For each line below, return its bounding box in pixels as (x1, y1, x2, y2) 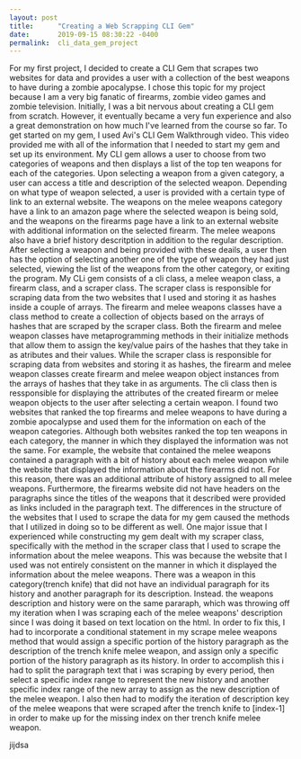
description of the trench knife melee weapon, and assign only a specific (9, 646, 279, 656)
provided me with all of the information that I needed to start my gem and (9, 139, 280, 150)
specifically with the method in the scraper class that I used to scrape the (9, 540, 281, 551)
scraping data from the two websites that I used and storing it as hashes (9, 292, 277, 303)
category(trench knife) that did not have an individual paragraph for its (9, 579, 270, 590)
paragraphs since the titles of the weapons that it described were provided (9, 493, 286, 504)
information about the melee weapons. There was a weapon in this (9, 569, 256, 580)
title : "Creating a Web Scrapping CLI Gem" (9, 22, 195, 31)
